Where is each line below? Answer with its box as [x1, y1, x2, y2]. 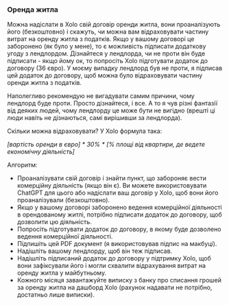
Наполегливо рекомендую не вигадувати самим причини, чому [7, 92, 195, 100]
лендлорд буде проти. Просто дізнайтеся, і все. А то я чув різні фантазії [7, 99, 218, 108]
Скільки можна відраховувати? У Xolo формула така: [7, 127, 162, 135]
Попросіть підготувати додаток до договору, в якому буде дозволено [16, 225, 221, 234]
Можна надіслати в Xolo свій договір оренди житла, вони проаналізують [7, 21, 221, 29]
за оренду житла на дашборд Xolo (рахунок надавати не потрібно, [16, 283, 213, 292]
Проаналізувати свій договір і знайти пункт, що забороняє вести [16, 174, 207, 182]
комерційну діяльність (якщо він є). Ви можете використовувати [16, 182, 207, 190]
